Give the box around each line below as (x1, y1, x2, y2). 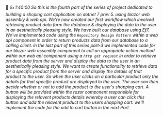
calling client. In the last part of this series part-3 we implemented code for (5, 42, 156, 48)
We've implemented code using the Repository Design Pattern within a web (5, 32, 158, 38)
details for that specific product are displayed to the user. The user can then (5, 79, 159, 84)
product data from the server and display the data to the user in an (5, 58, 140, 64)
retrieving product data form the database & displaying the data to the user (5, 22, 157, 27)
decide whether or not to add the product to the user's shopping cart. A (5, 84, 149, 90)
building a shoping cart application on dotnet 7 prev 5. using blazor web (5, 12, 150, 17)
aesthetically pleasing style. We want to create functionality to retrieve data (5, 63, 158, 69)
